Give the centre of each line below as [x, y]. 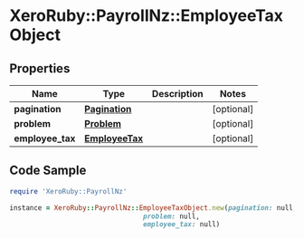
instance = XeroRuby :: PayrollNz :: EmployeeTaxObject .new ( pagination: [141, 208]
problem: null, [172, 216]
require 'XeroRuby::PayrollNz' [68, 191]
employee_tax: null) [182, 224]
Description [178, 94]
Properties [40, 68]
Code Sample [48, 171]
